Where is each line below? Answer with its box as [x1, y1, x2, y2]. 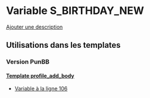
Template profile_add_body [6, 72, 74, 79]
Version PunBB [6, 58, 50, 66]
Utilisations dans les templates [6, 40, 121, 50]
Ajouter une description [6, 23, 63, 30]
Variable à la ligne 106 [14, 85, 68, 92]
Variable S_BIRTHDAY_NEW [6, 4, 145, 17]
